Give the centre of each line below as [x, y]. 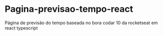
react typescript [21, 28]
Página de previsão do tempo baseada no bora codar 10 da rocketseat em [81, 23]
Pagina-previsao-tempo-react [69, 9]
